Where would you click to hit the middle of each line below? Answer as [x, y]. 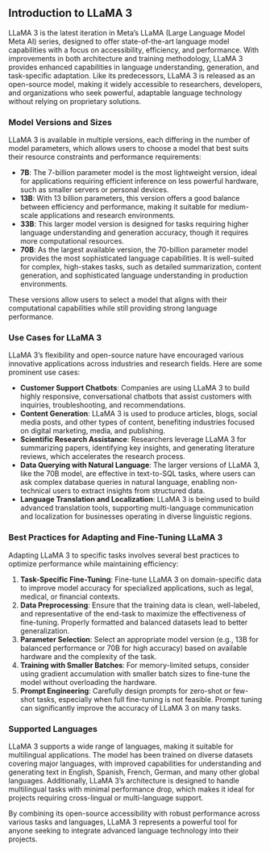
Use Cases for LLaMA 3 [55, 338]
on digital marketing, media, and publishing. [93, 431]
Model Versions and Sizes [60, 122]
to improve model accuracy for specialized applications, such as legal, [137, 587]
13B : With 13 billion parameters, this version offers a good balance [130, 198]
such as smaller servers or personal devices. [94, 190]
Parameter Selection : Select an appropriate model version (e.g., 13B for [139, 639]
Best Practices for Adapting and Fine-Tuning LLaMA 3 [116, 537]
